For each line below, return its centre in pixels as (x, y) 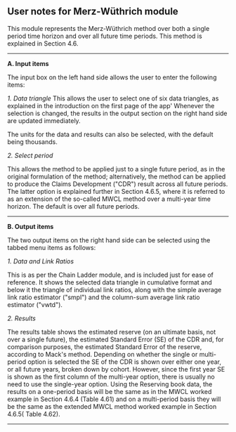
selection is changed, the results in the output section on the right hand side (117, 113)
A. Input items (28, 63)
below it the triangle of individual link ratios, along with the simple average (114, 289)
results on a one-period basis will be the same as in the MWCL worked (110, 391)
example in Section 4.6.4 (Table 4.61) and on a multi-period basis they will (114, 399)
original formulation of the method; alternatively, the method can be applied (117, 176)
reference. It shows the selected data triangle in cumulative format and (110, 282)
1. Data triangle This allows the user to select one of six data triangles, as (113, 98)
